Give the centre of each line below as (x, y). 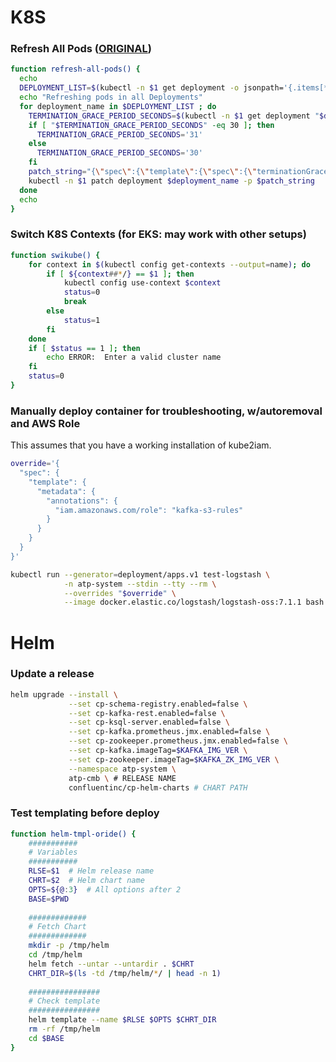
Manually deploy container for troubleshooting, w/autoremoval (166, 411)
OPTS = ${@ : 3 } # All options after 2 (105, 889)
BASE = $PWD (49, 899)
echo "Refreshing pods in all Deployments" (111, 97)
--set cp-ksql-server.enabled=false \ (149, 722)
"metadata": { (66, 491)
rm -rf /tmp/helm (64, 1029)
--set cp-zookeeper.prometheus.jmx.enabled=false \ (178, 741)
